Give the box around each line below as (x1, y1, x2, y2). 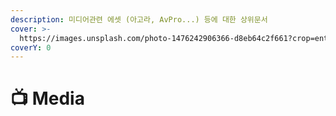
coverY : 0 (10, 42, 52, 53)
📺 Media (10, 87, 85, 110)
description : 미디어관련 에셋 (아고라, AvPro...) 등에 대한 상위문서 (10, 14, 268, 25)
